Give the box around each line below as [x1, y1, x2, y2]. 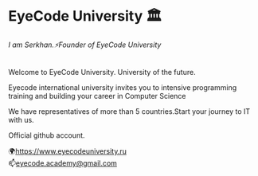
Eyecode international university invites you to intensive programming [8, 83, 237, 92]
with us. [8, 115, 34, 125]
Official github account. [8, 131, 85, 140]
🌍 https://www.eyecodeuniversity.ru [8, 147, 127, 156]
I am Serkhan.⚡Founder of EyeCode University [8, 40, 162, 49]
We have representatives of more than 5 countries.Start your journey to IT [8, 107, 251, 116]
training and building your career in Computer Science [8, 92, 186, 101]
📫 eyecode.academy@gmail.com [8, 158, 118, 168]
